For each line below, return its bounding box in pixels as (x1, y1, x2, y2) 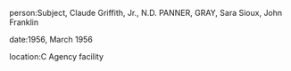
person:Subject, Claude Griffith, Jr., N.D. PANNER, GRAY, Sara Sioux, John (9, 8, 283, 18)
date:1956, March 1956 (9, 35, 94, 44)
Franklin (9, 17, 38, 28)
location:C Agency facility (9, 51, 104, 61)
